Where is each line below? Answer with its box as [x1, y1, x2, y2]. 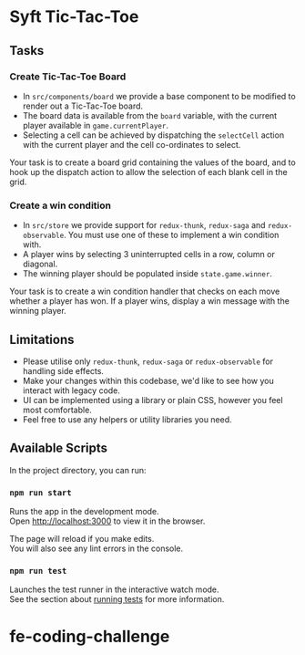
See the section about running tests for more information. [9, 594, 225, 605]
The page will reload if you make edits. [9, 534, 155, 545]
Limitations [9, 331, 75, 348]
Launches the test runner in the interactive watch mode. [9, 584, 220, 595]
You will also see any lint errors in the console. [9, 543, 184, 554]
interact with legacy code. [22, 385, 121, 396]
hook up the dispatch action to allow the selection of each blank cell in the [9, 166, 289, 177]
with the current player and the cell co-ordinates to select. [22, 139, 241, 150]
